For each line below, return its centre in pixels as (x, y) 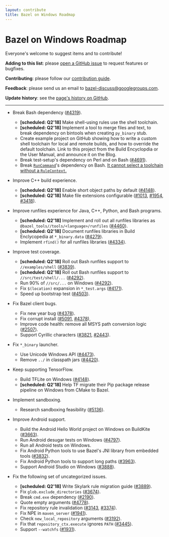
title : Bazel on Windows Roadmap (40, 15)
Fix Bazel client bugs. (34, 304)
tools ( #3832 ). (35, 456)
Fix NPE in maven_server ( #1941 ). (54, 513)
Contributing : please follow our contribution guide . (58, 78)
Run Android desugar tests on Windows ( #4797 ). (71, 440)
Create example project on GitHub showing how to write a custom (88, 138)
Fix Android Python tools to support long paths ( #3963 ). (78, 461)
